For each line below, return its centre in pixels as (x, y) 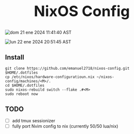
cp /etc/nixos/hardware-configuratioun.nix (50, 77)
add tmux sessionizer (34, 120)
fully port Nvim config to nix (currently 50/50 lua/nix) (65, 126)
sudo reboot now (21, 94)
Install (15, 57)
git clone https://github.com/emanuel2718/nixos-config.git (67, 69)
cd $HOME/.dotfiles (25, 86)
